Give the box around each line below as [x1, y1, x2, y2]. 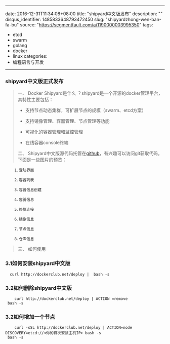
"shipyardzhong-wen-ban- [105, 16, 162, 22]
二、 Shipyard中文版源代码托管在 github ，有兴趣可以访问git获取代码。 [17, 150, 163, 157]
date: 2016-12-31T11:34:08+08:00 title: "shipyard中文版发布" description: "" [5, 11, 163, 17]
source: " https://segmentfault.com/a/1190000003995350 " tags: [20, 22, 153, 28]
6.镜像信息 [14, 217, 34, 222]
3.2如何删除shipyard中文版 [5, 284, 72, 291]
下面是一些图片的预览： [17, 157, 67, 163]
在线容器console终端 [25, 140, 69, 146]
